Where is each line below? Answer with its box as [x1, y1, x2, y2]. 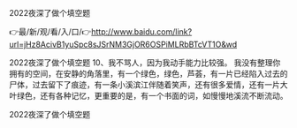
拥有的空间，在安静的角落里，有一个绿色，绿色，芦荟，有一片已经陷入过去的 [9, 69, 288, 79]
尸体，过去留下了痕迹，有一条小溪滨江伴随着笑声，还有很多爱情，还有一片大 [9, 79, 288, 90]
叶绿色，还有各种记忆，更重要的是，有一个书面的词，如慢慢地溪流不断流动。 [9, 91, 288, 101]
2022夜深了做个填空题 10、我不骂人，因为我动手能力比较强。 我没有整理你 [9, 57, 281, 68]
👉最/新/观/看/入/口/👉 [9, 26, 92, 37]
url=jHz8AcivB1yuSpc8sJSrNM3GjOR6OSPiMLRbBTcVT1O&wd [9, 39, 237, 49]
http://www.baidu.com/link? [91, 26, 193, 37]
